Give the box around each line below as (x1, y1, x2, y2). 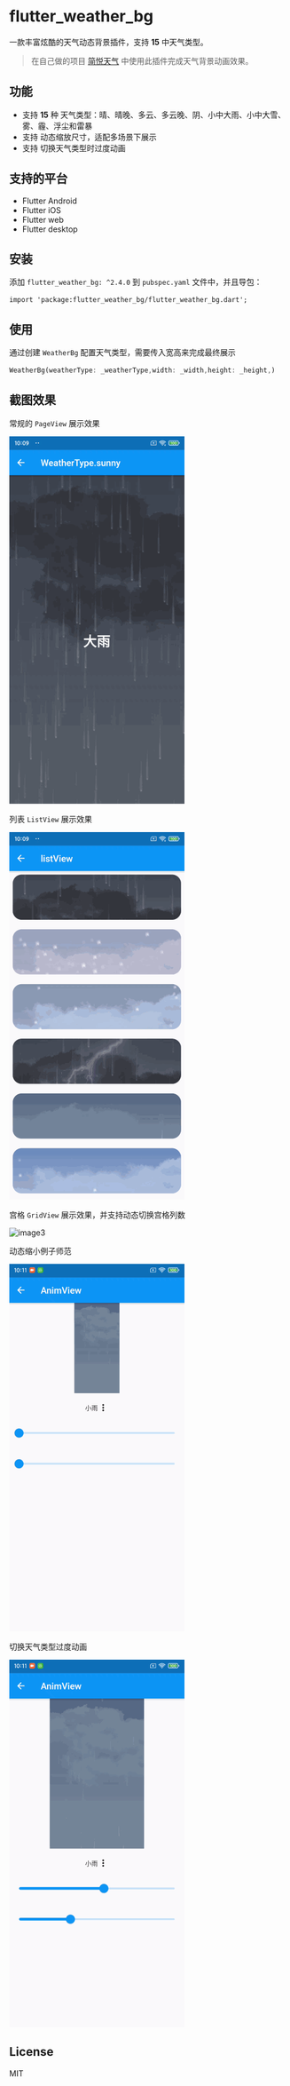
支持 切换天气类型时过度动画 (21, 142, 126, 153)
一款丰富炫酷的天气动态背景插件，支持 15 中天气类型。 (9, 36, 208, 47)
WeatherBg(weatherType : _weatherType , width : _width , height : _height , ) (9, 366, 276, 375)
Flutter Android (21, 195, 78, 206)
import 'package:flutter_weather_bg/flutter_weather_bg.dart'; (9, 296, 248, 305)
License (9, 2044, 54, 2059)
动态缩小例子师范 (9, 1245, 72, 1256)
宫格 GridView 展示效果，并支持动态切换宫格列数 (9, 1210, 186, 1220)
